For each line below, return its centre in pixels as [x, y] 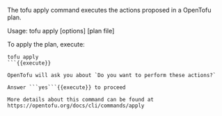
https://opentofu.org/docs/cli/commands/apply [76, 106]
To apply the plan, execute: [46, 44]
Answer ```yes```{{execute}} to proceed [67, 88]
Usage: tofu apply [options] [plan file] [61, 31]
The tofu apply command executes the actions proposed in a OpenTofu [109, 10]
